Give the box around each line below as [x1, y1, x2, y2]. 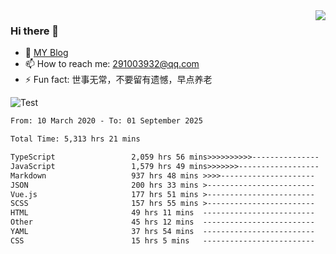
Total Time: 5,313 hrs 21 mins [10, 134, 141, 144]
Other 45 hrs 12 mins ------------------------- [10, 217, 315, 228]
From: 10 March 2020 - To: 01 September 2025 [10, 116, 203, 126]
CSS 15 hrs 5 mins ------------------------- [10, 235, 315, 246]
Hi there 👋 [10, 24, 60, 38]
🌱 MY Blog [24, 47, 69, 59]
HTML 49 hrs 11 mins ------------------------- [10, 208, 315, 218]
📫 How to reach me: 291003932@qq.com [24, 58, 200, 70]
